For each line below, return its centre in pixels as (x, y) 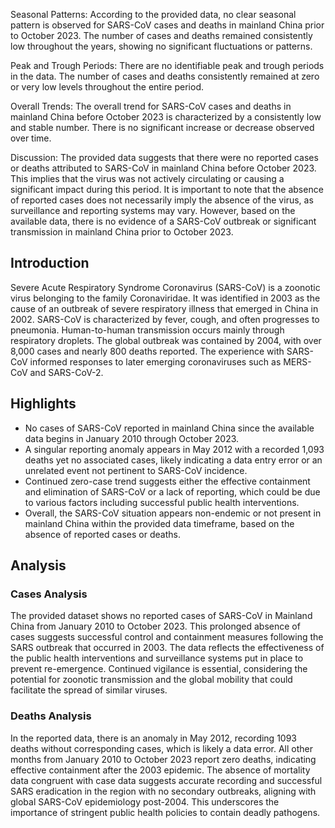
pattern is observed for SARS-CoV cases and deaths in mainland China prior (167, 25)
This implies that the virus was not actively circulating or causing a (147, 178)
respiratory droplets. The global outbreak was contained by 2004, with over (166, 340)
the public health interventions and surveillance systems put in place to (157, 658)
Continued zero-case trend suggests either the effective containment (167, 481)
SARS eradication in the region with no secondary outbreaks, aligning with (163, 791)
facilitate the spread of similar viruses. (89, 690)
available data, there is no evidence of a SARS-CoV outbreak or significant (163, 221)
